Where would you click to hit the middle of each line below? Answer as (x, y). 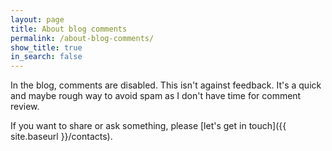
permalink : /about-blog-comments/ (82, 38)
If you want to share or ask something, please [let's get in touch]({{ (148, 126)
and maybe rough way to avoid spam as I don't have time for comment (156, 96)
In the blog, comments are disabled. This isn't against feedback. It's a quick (166, 85)
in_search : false (46, 57)
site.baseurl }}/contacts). (61, 137)
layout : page (37, 19)
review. (25, 107)
